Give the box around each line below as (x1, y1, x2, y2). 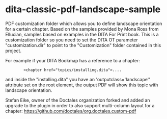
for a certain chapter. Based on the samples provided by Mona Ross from (5, 26, 159, 32)
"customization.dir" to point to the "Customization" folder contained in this (5, 42, 161, 48)
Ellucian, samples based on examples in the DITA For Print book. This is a (5, 31, 159, 37)
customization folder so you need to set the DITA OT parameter (5, 37, 138, 43)
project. (5, 47, 22, 54)
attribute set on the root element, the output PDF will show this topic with (5, 82, 158, 88)
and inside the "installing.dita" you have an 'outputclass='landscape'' (5, 76, 151, 82)
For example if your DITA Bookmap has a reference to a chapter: (5, 57, 140, 63)
